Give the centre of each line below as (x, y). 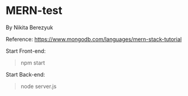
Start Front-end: (26, 51)
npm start (33, 63)
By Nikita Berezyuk (30, 27)
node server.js (39, 86)
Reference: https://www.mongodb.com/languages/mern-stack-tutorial (94, 39)
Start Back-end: (26, 74)
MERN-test (34, 11)
